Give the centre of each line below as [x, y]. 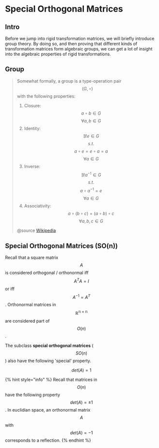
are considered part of [27, 321]
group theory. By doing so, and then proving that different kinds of [71, 44]
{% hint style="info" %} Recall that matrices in [51, 379]
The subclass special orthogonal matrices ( [49, 345]
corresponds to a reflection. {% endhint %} [48, 440]
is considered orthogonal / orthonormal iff [47, 273]
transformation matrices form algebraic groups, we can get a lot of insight [79, 49]
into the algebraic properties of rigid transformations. [58, 54]
